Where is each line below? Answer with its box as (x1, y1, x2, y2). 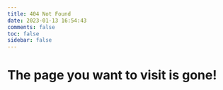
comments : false (7, 23, 55, 30)
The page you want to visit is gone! (7, 67, 217, 84)
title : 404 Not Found (7, 10, 72, 18)
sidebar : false (7, 37, 52, 44)
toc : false (7, 30, 40, 38)
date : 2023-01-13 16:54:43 (7, 17, 87, 24)
